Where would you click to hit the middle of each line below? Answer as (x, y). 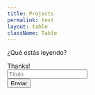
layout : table (28, 26)
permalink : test (31, 20)
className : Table (32, 33)
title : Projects (31, 14)
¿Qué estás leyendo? (37, 53)
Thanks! (19, 66)
